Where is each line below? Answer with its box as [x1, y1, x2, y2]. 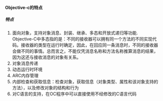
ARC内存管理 [12, 72, 39, 78]
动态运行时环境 [12, 66, 43, 72]
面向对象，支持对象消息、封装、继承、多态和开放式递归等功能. [12, 30, 138, 36]
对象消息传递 [12, 60, 38, 66]
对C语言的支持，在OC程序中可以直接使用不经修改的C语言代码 [12, 91, 137, 97]
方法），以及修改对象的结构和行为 [12, 84, 79, 90]
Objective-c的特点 [5, 4, 43, 10]
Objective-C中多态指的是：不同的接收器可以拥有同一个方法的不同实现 [12, 36, 153, 41]
